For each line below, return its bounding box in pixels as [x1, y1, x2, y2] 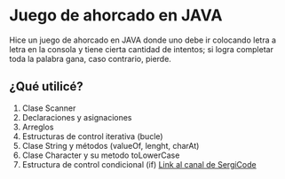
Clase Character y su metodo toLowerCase [21, 150, 180, 160]
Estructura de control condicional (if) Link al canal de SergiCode [21, 159, 257, 169]
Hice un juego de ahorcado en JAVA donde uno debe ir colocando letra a [9, 35, 277, 45]
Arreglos [21, 121, 54, 132]
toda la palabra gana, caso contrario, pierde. [9, 53, 171, 64]
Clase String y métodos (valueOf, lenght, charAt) [21, 140, 200, 151]
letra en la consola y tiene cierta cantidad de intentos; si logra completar [9, 43, 273, 54]
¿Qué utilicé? [9, 79, 84, 94]
